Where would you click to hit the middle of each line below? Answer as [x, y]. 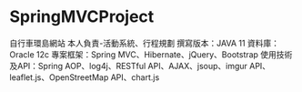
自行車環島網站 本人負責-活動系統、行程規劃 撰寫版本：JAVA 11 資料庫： [145, 43]
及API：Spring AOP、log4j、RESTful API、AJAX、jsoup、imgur [129, 66]
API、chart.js [135, 77]
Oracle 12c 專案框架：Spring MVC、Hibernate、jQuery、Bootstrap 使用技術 [151, 54]
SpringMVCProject [82, 17]
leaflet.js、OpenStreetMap [59, 77]
